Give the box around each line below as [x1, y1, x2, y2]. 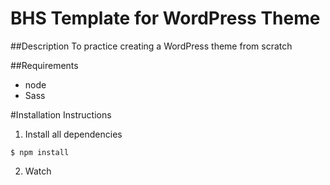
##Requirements [10, 59, 79, 71]
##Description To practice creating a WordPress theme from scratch [10, 40, 293, 52]
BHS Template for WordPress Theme [10, 7, 321, 30]
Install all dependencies [24, 128, 123, 140]
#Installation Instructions [10, 108, 112, 121]
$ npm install [10, 147, 70, 157]
